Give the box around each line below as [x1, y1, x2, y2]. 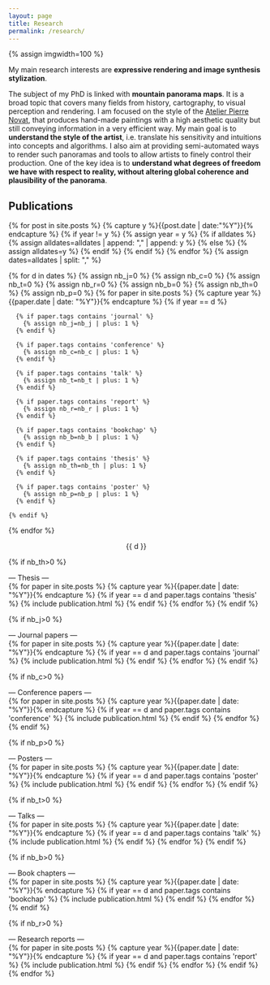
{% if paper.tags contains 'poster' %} [15, 483, 151, 491]
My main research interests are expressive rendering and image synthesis [8, 65, 261, 75]
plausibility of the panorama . [8, 175, 108, 185]
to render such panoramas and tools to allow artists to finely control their [8, 149, 251, 159]
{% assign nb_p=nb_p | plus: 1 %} [23, 490, 139, 499]
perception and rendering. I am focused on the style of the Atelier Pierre [8, 106, 249, 116]
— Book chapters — [8, 868, 75, 878]
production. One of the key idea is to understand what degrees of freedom [8, 158, 261, 168]
